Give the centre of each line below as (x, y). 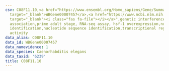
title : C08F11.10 (23, 61)
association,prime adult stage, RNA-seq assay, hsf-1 (67, 24)
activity (19, 33)
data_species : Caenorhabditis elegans (46, 51)
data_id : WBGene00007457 (31, 42)
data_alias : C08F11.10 (29, 38)
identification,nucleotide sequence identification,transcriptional (83, 28)
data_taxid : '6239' (26, 56)
